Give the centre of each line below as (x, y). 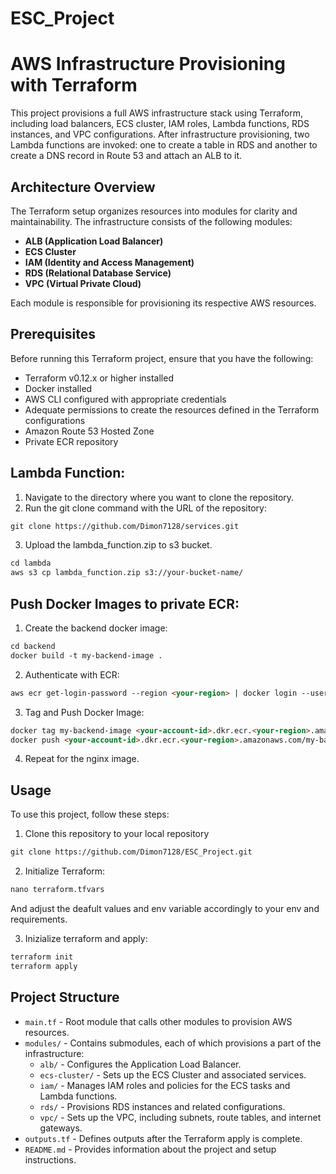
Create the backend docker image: (96, 628)
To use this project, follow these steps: (90, 814)
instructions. (50, 1159)
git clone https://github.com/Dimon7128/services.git (125, 526)
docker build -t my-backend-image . (86, 655)
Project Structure (65, 997)
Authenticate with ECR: (72, 674)
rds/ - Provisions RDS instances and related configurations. (162, 1106)
